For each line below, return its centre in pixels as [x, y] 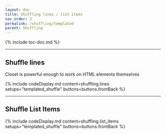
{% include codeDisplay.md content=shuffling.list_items [62, 121]
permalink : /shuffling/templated [40, 23]
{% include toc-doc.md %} [33, 42]
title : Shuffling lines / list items [44, 14]
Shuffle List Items [33, 109]
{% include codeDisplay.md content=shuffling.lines [57, 84]
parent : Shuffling [24, 28]
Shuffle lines [25, 62]
